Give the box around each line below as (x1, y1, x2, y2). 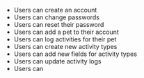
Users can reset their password (13, 21, 104, 28)
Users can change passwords (13, 13, 99, 21)
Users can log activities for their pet (13, 35, 117, 43)
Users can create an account (13, 6, 97, 14)
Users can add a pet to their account (13, 28, 120, 36)
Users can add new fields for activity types (13, 50, 138, 58)
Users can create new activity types (13, 43, 118, 50)
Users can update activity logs (13, 57, 102, 65)
